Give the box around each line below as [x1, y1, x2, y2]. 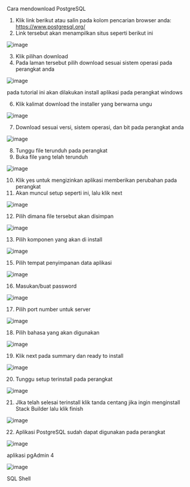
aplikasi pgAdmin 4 [7, 452, 54, 459]
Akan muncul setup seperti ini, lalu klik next [15, 189, 122, 196]
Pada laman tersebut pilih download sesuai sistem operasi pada [15, 59, 173, 66]
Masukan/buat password [15, 282, 77, 289]
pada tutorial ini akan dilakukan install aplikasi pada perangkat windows [7, 89, 183, 95]
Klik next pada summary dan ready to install [15, 352, 124, 359]
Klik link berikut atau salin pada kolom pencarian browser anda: [15, 17, 172, 23]
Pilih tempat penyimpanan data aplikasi [15, 259, 112, 266]
